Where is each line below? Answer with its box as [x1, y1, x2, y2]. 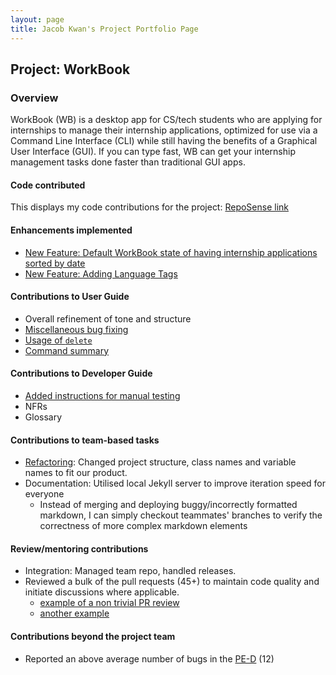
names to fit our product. [24, 467, 128, 479]
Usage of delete [24, 334, 93, 346]
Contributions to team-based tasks [10, 434, 160, 446]
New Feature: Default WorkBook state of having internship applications [24, 246, 318, 258]
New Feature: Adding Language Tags [24, 267, 178, 280]
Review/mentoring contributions [10, 542, 149, 555]
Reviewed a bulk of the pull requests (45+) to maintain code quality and [24, 576, 320, 588]
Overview [10, 91, 59, 105]
